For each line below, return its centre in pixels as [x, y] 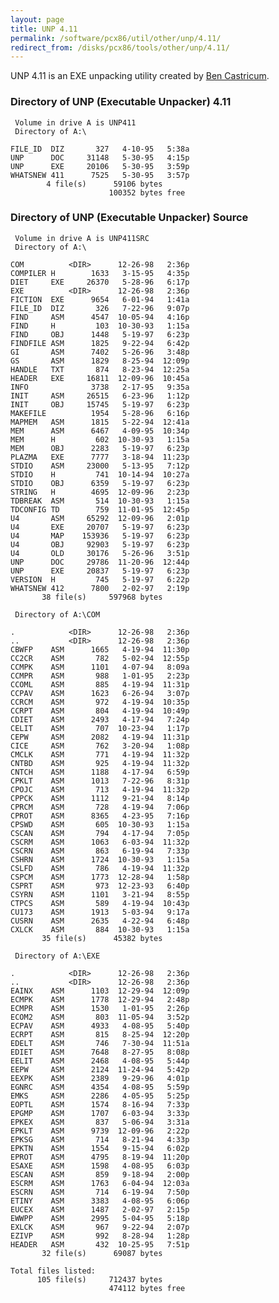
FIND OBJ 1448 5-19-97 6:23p [100, 334]
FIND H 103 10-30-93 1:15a [100, 326]
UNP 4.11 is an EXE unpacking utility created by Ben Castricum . [140, 76]
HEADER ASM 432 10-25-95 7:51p [100, 1244]
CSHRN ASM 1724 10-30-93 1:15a [100, 859]
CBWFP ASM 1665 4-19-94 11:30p [100, 649]
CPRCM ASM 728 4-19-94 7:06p [100, 807]
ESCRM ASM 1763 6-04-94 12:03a [100, 1183]
